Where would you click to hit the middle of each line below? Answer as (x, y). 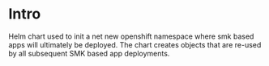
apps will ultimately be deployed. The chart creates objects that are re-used (135, 44)
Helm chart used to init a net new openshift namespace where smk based (131, 36)
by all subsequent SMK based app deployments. (89, 53)
